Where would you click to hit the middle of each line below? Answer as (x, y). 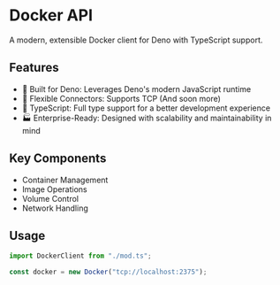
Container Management (65, 180)
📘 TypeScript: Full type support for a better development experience (146, 108)
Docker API (51, 15)
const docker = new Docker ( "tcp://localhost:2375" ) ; (108, 272)
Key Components (58, 159)
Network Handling (55, 208)
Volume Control (50, 198)
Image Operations (54, 189)
